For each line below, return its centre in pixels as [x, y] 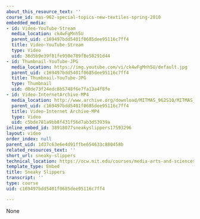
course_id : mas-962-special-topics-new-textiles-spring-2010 [84, 17]
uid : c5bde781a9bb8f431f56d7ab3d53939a [61, 123]
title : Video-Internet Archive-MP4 [56, 111]
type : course [22, 183]
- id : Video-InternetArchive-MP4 [48, 95]
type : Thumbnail [32, 84]
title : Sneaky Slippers [36, 172]
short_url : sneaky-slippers [41, 155]
